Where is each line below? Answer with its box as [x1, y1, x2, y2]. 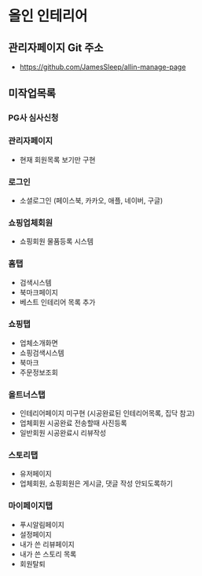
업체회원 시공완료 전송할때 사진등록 [19, 418, 127, 428]
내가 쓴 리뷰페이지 [19, 539, 75, 548]
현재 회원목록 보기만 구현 [19, 155, 96, 164]
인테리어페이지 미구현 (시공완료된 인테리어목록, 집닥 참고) [19, 409, 195, 418]
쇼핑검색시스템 [19, 347, 64, 358]
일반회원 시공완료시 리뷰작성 [19, 428, 107, 438]
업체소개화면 [19, 338, 59, 347]
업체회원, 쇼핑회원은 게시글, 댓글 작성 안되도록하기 [19, 479, 173, 488]
